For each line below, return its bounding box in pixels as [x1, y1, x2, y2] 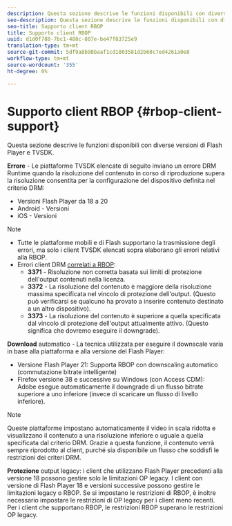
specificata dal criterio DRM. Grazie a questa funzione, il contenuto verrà [7, 439, 215, 447]
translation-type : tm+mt [7, 42, 79, 49]
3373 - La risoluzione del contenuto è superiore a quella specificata [27, 312, 221, 320]
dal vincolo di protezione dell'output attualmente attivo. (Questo [27, 319, 209, 328]
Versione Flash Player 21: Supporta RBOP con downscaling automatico [17, 360, 218, 369]
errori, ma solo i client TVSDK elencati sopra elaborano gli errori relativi [17, 246, 220, 254]
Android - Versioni [17, 204, 70, 213]
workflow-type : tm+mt [7, 55, 70, 62]
